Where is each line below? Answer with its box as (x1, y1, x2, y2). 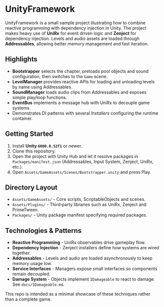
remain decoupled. (12, 271, 51, 277)
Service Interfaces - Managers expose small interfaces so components (12, 266, 158, 272)
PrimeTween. (12, 207, 39, 213)
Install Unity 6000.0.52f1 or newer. (12, 143, 82, 149)
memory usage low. (12, 261, 53, 267)
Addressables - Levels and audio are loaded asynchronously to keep (12, 255, 153, 261)
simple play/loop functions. (12, 94, 67, 100)
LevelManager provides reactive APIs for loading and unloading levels (12, 78, 155, 84)
